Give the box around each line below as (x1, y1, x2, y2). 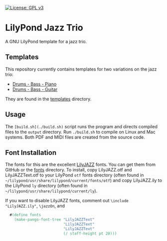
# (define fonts (9, 213, 41, 218)
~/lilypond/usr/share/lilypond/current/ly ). (5, 188, 98, 194)
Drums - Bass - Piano (12, 81, 57, 87)
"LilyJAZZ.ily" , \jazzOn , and (5, 203, 65, 209)
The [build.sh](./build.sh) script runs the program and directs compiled (5, 123, 158, 129)
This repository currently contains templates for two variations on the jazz (5, 66, 157, 72)
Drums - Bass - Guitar (12, 86, 58, 92)
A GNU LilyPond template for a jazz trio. (5, 38, 87, 44)
